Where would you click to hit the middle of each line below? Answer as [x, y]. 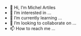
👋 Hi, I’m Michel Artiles [32, 8]
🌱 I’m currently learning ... [36, 18]
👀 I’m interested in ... [30, 13]
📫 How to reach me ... [32, 28]
